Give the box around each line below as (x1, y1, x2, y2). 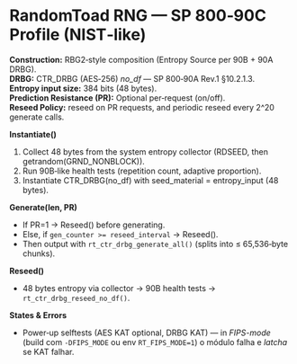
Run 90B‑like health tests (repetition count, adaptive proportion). (22, 165, 262, 176)
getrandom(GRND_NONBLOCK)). (22, 155, 146, 166)
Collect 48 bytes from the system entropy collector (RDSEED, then (22, 146, 268, 157)
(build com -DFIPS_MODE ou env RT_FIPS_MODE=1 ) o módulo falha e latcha (22, 336, 288, 347)
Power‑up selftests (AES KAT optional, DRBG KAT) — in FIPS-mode (22, 327, 272, 338)
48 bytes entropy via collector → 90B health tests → (22, 282, 216, 293)
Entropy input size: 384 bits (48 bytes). (9, 83, 157, 93)
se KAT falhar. (22, 346, 75, 357)
